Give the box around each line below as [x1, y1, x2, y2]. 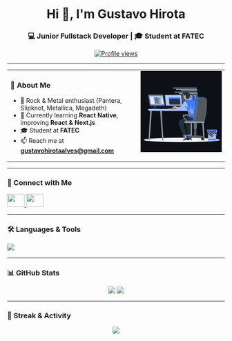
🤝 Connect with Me [7, 177, 72, 187]
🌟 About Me [10, 81, 51, 90]
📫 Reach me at [20, 136, 64, 144]
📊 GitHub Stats [7, 268, 60, 277]
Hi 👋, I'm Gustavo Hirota [46, 6, 186, 22]
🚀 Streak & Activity [7, 311, 71, 320]
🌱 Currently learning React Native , [20, 110, 119, 119]
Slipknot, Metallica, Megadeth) [20, 104, 107, 112]
